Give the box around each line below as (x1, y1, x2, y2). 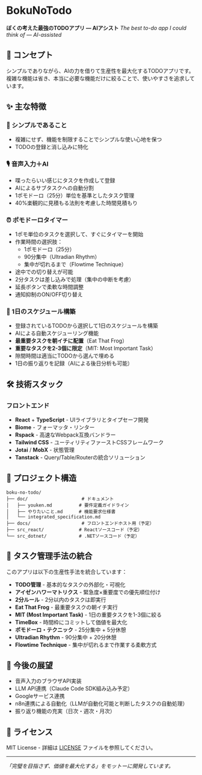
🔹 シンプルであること (6, 121, 67, 129)
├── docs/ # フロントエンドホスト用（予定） (6, 520, 155, 526)
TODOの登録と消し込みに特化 (14, 143, 88, 151)
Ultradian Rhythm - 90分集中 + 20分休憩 (14, 633, 117, 641)
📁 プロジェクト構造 (6, 473, 77, 484)
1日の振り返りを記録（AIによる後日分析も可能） (14, 359, 133, 367)
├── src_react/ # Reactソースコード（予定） (6, 526, 142, 533)
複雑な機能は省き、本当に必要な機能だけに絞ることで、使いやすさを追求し (6, 75, 190, 82)
